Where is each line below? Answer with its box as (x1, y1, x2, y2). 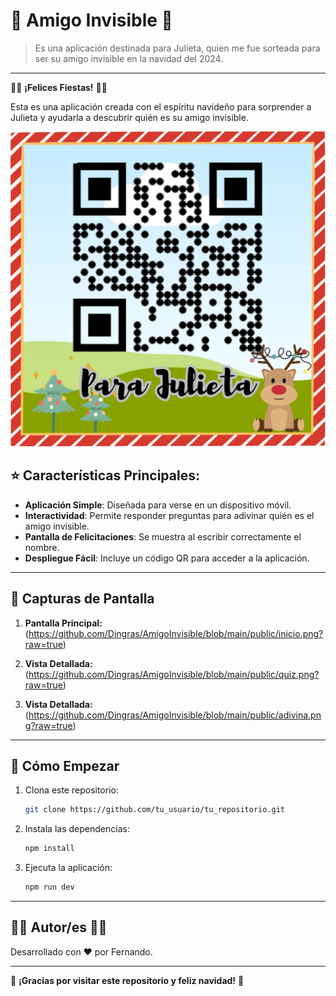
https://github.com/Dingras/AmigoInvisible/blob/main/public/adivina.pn (28, 709, 322, 721)
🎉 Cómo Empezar (10, 757, 120, 774)
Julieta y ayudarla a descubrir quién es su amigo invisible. (10, 111, 249, 123)
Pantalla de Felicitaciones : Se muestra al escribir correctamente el (24, 530, 302, 543)
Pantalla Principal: (24, 617, 103, 629)
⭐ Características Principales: (10, 467, 200, 484)
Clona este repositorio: (24, 784, 119, 796)
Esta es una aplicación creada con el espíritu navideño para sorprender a (10, 100, 312, 113)
